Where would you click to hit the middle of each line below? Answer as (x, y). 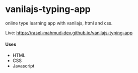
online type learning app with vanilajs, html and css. (59, 23)
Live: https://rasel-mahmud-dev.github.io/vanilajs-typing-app (69, 32)
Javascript (23, 66)
